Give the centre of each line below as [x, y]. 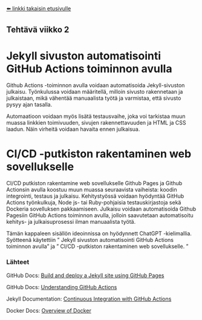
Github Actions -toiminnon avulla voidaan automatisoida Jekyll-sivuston [96, 85]
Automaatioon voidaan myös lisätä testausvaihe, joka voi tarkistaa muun [96, 116]
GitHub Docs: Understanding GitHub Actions [62, 287]
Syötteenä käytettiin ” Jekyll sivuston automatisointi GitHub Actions [90, 240]
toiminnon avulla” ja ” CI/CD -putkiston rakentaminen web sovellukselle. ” [97, 246]
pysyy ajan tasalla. [29, 105]
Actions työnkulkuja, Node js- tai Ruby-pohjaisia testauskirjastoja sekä [94, 203]
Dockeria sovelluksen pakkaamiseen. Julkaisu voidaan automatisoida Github [101, 209]
